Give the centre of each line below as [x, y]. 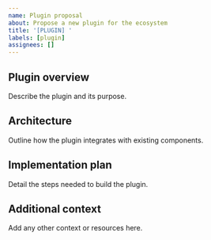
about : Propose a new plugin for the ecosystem [88, 23]
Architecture [40, 121]
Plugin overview [49, 77]
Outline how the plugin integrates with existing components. [106, 140]
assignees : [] [32, 45]
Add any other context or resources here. [75, 228]
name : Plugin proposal [45, 15]
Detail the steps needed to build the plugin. [78, 184]
